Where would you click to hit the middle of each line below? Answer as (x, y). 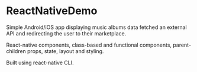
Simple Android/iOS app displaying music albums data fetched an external (97, 27)
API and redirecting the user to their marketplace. (66, 33)
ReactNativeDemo (52, 11)
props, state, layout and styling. (66, 51)
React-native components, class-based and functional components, (89, 45)
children (16, 51)
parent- (182, 45)
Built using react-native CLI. (40, 63)
